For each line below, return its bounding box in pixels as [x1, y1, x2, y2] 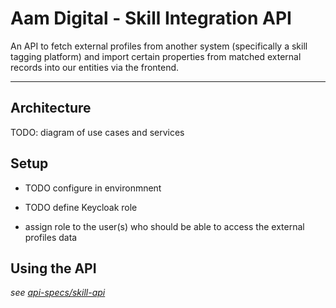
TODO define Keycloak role [24, 201, 138, 213]
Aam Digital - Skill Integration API [10, 7, 292, 30]
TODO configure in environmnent [24, 182, 162, 194]
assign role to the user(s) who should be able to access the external [24, 220, 305, 232]
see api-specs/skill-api [10, 287, 106, 299]
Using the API [10, 260, 97, 277]
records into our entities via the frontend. [10, 61, 180, 73]
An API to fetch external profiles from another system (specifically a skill [10, 40, 308, 52]
